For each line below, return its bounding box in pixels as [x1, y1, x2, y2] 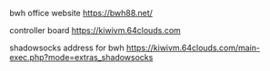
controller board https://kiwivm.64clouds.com [9, 25, 182, 35]
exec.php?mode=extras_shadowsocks [9, 52, 154, 62]
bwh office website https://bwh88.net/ [9, 8, 153, 18]
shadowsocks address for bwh [9, 42, 125, 53]
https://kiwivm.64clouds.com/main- [125, 42, 261, 53]
